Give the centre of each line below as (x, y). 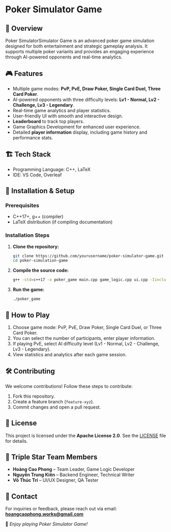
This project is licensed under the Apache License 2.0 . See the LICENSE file (86, 435)
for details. (17, 441)
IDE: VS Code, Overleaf (37, 175)
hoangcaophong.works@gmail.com (44, 514)
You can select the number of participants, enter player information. (84, 338)
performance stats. (33, 137)
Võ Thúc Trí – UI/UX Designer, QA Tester (55, 480)
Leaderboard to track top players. (48, 121)
